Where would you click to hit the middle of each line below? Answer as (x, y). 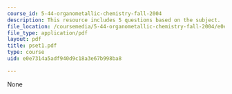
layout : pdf (24, 39)
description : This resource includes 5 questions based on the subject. (114, 20)
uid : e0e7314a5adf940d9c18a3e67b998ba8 (65, 59)
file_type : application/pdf (48, 33)
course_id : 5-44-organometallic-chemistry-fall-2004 (85, 13)
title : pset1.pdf (32, 46)
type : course (26, 53)
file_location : (29, 26)
